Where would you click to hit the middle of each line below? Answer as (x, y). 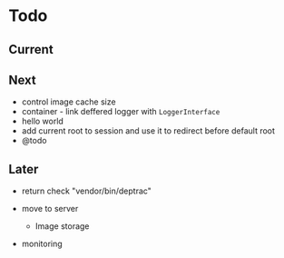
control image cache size (69, 102)
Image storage (62, 226)
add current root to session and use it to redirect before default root (148, 131)
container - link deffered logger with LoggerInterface (121, 112)
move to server (50, 209)
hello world (43, 121)
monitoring (42, 244)
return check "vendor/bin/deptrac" (86, 191)
